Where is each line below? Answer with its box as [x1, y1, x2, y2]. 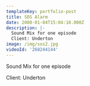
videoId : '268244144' [6, 47, 59, 53]
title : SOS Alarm [6, 14, 48, 20]
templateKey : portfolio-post [6, 8, 77, 15]
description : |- [6, 25, 45, 31]
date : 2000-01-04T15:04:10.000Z [6, 19, 84, 25]
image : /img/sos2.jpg [6, 42, 59, 47]
